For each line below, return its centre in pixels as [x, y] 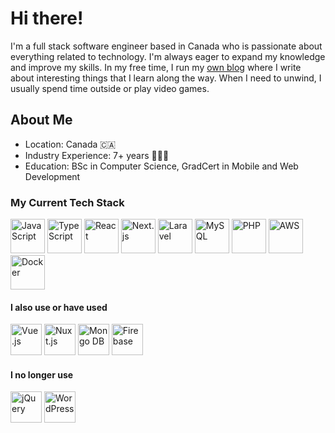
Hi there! [47, 18]
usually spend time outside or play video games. [110, 88]
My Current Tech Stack [67, 202]
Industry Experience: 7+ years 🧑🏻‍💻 [97, 155]
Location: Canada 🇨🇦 [70, 144]
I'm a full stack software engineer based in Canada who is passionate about [166, 46]
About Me [41, 120]
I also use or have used [59, 307]
